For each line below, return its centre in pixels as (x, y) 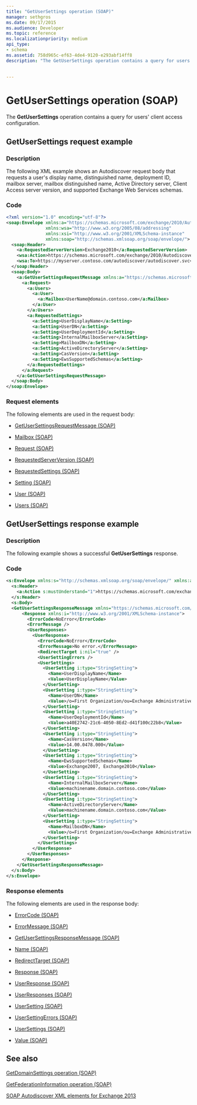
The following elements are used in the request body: (70, 414)
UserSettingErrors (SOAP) (46, 1017)
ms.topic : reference (31, 33)
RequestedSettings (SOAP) (47, 471)
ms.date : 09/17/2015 (31, 22)
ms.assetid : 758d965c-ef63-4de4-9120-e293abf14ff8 (69, 55)
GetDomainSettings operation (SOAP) (51, 1073)
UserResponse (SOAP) (42, 983)
